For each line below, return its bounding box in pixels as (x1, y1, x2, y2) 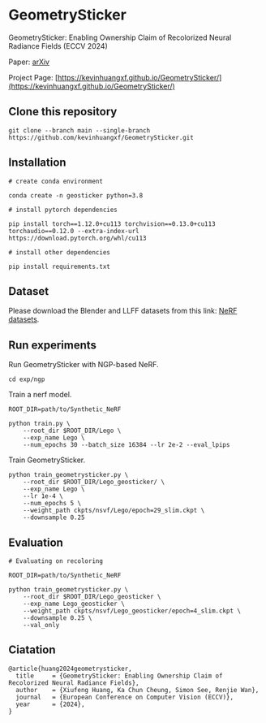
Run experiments (8, 338, 97, 352)
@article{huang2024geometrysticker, (8, 665, 132, 673)
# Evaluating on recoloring (8, 557, 104, 565)
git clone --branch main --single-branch (8, 126, 151, 135)
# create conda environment (8, 177, 104, 185)
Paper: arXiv (8, 57, 50, 67)
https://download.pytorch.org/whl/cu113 (8, 234, 148, 242)
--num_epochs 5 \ (23, 500, 82, 508)
